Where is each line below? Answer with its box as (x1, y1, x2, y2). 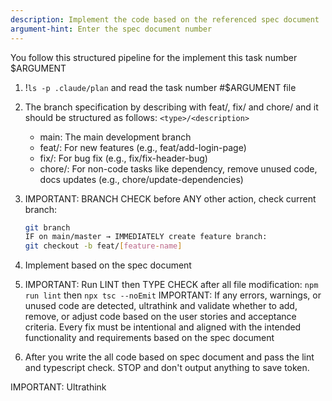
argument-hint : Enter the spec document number (10, 24, 213, 34)
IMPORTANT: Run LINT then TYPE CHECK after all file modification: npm (24, 279, 319, 291)
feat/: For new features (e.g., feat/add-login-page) (39, 141, 247, 153)
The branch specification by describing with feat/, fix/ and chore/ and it (24, 101, 319, 113)
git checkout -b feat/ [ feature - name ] (24, 241, 183, 251)
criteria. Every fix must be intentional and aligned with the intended (24, 321, 302, 333)
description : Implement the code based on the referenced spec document (10, 14, 320, 25)
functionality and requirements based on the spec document (24, 332, 275, 344)
